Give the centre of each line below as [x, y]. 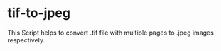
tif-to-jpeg [39, 13]
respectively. [26, 40]
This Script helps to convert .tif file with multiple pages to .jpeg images [111, 33]
